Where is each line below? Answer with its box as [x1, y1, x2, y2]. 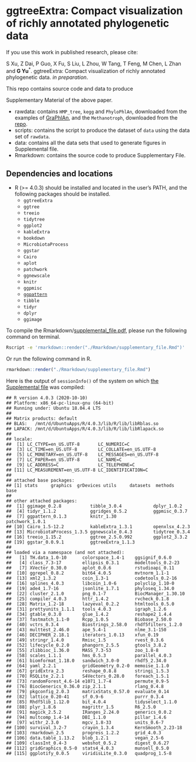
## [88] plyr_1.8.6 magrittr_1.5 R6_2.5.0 [6, 704, 157, 710]
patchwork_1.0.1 [6, 519, 46, 525]
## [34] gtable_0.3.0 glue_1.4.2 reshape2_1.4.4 [6, 611, 172, 618]
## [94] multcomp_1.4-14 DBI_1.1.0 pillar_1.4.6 [6, 714, 167, 721]
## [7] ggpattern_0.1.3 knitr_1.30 [6, 513, 117, 519]
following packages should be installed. [14, 190, 110, 198]
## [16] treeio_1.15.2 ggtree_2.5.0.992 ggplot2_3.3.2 [6, 534, 188, 540]
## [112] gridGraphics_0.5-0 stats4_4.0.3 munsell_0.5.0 [6, 746, 169, 751]
